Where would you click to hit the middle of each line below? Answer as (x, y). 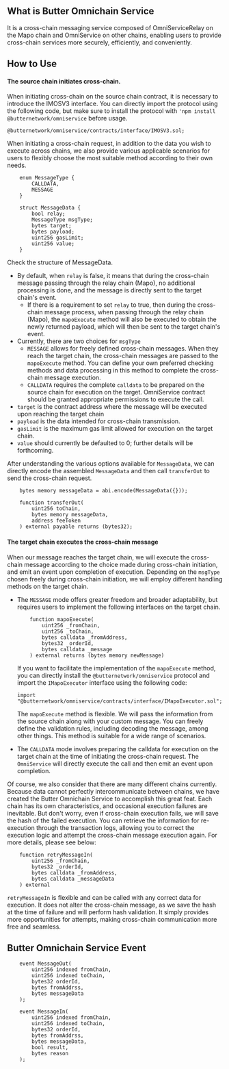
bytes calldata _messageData (73, 879)
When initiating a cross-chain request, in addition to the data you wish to (109, 144)
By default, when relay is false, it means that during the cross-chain (113, 276)
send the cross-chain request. (50, 478)
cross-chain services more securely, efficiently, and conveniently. (100, 42)
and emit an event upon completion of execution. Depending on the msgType (113, 572)
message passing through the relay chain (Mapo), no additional (106, 283)
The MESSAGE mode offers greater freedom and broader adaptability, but (117, 599)
